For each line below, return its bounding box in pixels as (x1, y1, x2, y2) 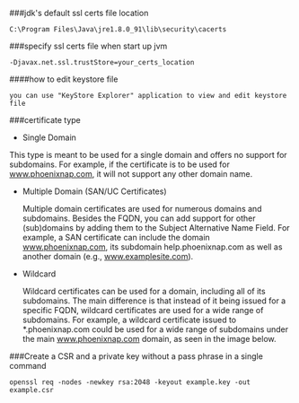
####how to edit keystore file (9, 74, 119, 84)
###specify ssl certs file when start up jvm (9, 40, 168, 51)
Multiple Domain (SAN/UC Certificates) (22, 186, 168, 197)
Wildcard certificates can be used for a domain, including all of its (22, 286, 267, 296)
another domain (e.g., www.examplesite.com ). (22, 251, 194, 261)
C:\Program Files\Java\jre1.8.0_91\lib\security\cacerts (9, 25, 227, 34)
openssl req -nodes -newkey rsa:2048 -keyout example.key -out (9, 378, 251, 387)
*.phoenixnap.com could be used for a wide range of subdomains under (22, 324, 289, 335)
